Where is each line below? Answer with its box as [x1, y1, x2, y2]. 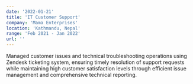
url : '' [6, 36, 25, 42]
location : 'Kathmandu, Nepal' [6, 25, 81, 31]
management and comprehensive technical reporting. [6, 72, 137, 78]
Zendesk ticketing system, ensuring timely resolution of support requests [6, 59, 185, 66]
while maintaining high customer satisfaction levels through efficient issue [6, 65, 186, 72]
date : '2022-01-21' [6, 8, 54, 15]
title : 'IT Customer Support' [6, 14, 81, 20]
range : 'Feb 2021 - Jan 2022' [6, 31, 81, 37]
